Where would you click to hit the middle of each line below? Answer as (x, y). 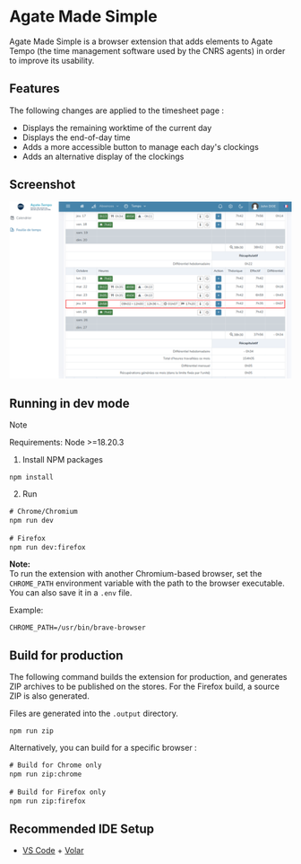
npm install (31, 478)
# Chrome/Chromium (43, 512)
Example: (26, 610)
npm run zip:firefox (48, 801)
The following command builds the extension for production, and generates (149, 677)
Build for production (66, 655)
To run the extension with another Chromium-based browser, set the (136, 574)
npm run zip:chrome (46, 774)
